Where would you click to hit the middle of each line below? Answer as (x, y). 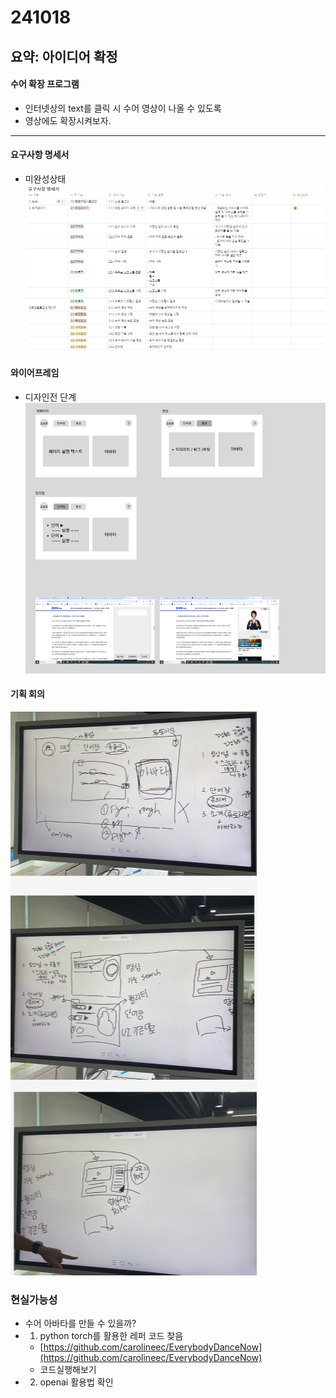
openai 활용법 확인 (76, 1382)
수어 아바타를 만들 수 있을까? (80, 1323)
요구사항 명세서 (40, 155)
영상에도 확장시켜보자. (68, 120)
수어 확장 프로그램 (45, 84)
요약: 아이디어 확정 (64, 56)
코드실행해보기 (68, 1370)
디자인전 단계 (50, 397)
